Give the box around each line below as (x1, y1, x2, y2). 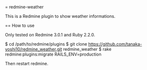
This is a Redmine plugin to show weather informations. (5, 13, 116, 19)
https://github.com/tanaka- (88, 41, 142, 47)
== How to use (5, 23, 35, 28)
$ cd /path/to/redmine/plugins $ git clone (5, 41, 88, 47)
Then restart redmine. (5, 61, 48, 66)
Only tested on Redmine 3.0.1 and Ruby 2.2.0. (5, 32, 95, 37)
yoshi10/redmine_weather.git (5, 47, 62, 52)
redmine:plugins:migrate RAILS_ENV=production (5, 51, 102, 57)
